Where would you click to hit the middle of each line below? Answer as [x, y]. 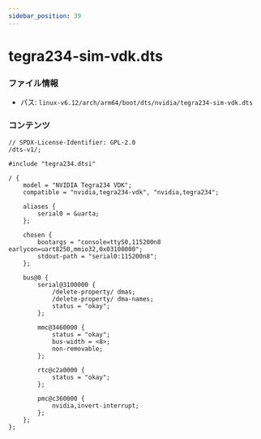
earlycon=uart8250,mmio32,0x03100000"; [76, 250]
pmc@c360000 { [61, 399]
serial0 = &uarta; [68, 214]
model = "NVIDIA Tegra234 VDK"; [77, 185]
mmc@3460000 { [61, 328]
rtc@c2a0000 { [61, 371]
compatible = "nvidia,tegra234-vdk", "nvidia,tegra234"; [121, 193]
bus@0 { [36, 278]
